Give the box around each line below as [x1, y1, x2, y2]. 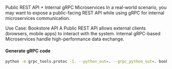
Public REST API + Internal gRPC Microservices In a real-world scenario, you [5, 5, 167, 10]
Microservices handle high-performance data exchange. [5, 36, 124, 42]
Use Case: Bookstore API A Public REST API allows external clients [5, 25, 146, 31]
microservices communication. [5, 15, 71, 21]
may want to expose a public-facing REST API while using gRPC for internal [5, 10, 165, 16]
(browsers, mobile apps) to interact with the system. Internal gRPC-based [5, 31, 161, 36]
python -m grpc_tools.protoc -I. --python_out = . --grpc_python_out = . [5, 59, 157, 64]
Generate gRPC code [5, 48, 51, 54]
